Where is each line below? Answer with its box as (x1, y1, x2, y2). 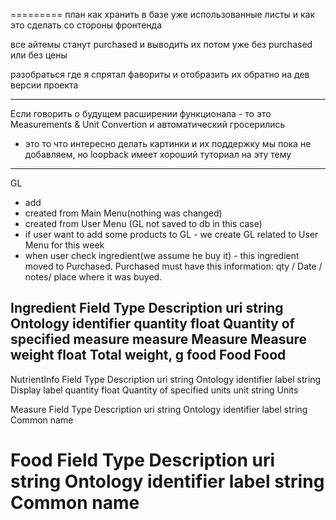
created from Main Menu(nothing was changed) (24, 207, 223, 219)
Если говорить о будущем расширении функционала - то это (10, 108, 272, 119)
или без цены (10, 49, 68, 61)
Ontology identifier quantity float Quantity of (10, 315, 295, 333)
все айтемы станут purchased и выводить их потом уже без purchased (10, 39, 313, 50)
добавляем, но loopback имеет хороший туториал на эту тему (24, 149, 292, 160)
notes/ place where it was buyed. (24, 271, 163, 283)
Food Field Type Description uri (10, 449, 276, 471)
